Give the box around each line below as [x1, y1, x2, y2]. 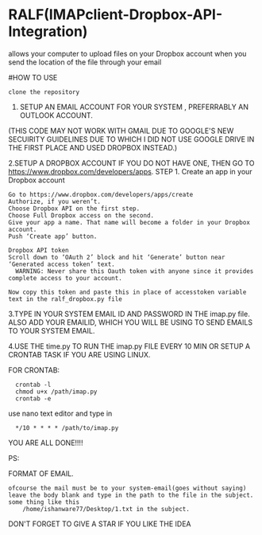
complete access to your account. [8, 274, 123, 282]
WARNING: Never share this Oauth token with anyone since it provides [15, 267, 254, 275]
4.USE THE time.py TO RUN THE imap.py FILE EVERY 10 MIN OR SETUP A [8, 341, 251, 351]
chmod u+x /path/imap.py [15, 388, 98, 396]
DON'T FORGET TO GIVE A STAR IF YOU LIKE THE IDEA [8, 519, 192, 529]
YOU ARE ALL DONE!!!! [8, 438, 83, 447]
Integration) [8, 22, 88, 41]
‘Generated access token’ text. [8, 260, 115, 268]
